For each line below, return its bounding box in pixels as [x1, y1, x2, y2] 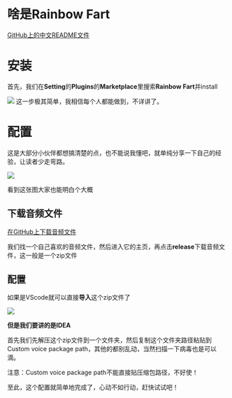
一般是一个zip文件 [25, 251, 78, 259]
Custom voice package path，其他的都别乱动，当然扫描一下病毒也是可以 [7, 345, 217, 353]
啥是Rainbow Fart [7, 6, 110, 22]
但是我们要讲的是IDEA [7, 321, 71, 330]
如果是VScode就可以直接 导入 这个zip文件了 [7, 293, 131, 302]
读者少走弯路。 [25, 157, 68, 165]
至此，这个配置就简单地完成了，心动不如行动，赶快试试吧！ [7, 383, 179, 392]
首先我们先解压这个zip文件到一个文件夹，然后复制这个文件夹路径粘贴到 [7, 336, 212, 344]
